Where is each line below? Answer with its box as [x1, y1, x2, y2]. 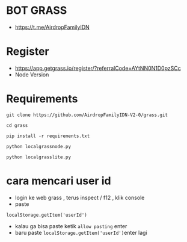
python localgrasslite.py [6, 154, 71, 160]
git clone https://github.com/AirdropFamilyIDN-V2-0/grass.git [6, 112, 168, 118]
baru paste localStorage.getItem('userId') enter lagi [14, 229, 147, 236]
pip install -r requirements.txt [6, 133, 90, 139]
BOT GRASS [6, 4, 67, 17]
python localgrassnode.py [6, 143, 71, 149]
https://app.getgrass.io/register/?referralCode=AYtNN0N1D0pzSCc [14, 64, 182, 72]
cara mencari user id [6, 174, 111, 187]
